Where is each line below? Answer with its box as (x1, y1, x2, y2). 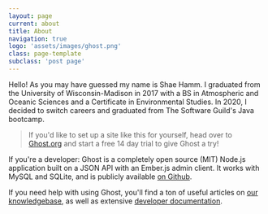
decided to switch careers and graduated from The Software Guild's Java (8, 105, 254, 115)
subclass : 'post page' (8, 58, 85, 66)
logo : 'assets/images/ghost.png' (8, 42, 122, 50)
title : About (8, 27, 53, 35)
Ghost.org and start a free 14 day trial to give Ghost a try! (28, 138, 219, 148)
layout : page (8, 11, 53, 20)
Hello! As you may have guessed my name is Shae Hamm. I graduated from (8, 79, 261, 90)
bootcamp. (8, 114, 45, 124)
